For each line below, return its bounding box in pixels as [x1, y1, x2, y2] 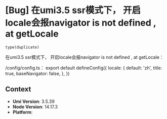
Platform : [12, 109, 33, 115]
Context [5, 85, 31, 93]
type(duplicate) [5, 45, 39, 50]
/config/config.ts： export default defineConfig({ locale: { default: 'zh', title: [5, 65, 162, 71]
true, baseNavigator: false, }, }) [5, 70, 70, 76]
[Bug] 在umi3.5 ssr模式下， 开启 [5, 5, 141, 16]
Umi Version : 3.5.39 [12, 98, 55, 104]
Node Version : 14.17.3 [12, 103, 58, 109]
